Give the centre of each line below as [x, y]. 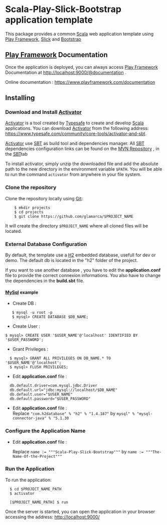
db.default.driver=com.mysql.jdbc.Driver [54, 386]
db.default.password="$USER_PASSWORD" [50, 399]
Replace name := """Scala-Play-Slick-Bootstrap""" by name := [78, 451]
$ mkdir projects [32, 208]
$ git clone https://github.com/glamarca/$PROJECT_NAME [74, 216]
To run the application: [28, 480]
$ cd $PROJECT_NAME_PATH [36, 489]
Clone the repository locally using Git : [44, 198]
